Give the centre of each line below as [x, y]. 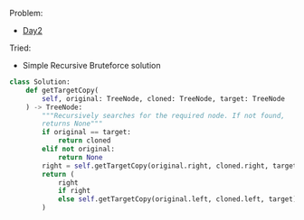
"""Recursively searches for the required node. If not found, [163, 115]
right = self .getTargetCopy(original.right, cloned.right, [156, 166]
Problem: [26, 13]
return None [80, 157]
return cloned [84, 141]
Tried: [20, 48]
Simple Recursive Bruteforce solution [91, 65]
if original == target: [86, 133]
